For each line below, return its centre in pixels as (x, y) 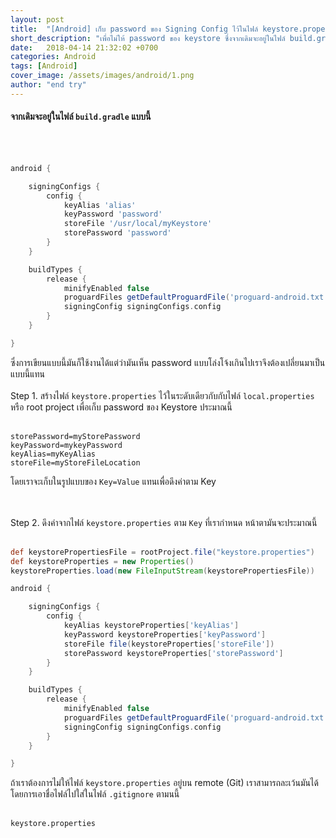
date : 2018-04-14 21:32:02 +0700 (84, 47)
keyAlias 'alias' (100, 205)
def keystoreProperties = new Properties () (102, 561)
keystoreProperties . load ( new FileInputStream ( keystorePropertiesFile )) (162, 571)
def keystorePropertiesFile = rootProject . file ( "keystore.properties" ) (162, 552)
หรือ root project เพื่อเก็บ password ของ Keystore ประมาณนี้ (121, 407)
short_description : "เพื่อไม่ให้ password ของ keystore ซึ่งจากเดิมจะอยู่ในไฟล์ (148, 38)
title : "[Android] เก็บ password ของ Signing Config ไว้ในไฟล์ (134, 29)
